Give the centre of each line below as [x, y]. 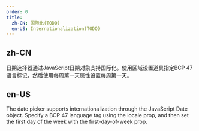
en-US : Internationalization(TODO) [56, 28]
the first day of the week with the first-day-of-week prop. [77, 121]
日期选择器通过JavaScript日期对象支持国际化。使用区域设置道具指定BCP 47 [99, 68]
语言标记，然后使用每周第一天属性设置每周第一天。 [69, 75]
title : [14, 17]
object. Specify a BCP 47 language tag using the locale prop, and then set [97, 115]
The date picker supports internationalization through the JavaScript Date [97, 109]
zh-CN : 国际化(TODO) [36, 23]
